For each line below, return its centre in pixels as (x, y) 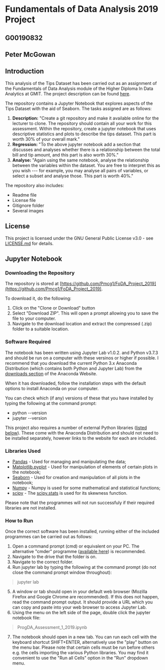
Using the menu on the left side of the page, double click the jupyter (81, 613)
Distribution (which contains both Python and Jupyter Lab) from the (74, 368)
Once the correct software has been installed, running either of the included (82, 531)
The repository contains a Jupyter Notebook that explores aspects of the (79, 103)
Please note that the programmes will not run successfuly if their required (80, 503)
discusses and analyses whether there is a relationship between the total (86, 150)
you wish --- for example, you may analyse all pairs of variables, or (80, 170)
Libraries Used (23, 451)
